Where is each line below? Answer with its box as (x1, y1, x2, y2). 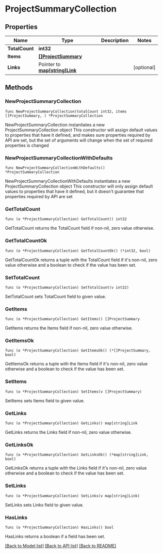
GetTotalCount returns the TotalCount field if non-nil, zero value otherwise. (5, 225, 154, 231)
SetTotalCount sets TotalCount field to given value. (5, 293, 107, 299)
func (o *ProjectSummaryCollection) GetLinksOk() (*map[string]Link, (5, 452, 149, 458)
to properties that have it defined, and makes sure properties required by (5, 132, 150, 138)
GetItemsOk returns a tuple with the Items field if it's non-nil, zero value (5, 361, 148, 367)
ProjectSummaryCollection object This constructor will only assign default (5, 183, 153, 189)
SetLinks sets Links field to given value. (5, 502, 84, 507)
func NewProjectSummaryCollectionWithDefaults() (5, 165, 105, 170)
